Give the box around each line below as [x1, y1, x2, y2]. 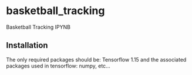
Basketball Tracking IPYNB [6, 23, 70, 30]
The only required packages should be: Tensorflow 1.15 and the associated [6, 56, 187, 63]
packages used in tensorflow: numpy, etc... [6, 62, 110, 69]
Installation [6, 40, 48, 50]
